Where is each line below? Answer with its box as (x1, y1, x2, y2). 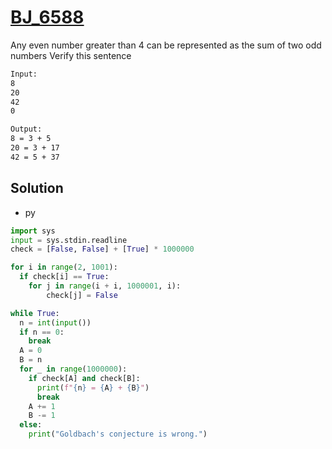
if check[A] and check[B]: (28, 373, 141, 383)
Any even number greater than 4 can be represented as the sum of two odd (10, 39, 322, 51)
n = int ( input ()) (19, 317, 92, 328)
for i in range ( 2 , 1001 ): (10, 262, 118, 273)
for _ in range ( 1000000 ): (19, 364, 128, 374)
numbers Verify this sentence (10, 49, 132, 61)
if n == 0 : (19, 327, 65, 337)
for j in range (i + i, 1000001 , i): (28, 281, 182, 291)
